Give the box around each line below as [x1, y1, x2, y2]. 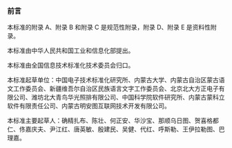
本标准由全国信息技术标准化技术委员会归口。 [7, 61, 135, 70]
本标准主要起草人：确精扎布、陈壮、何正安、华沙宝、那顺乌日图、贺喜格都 [7, 116, 219, 125]
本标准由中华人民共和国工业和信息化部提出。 [7, 46, 135, 55]
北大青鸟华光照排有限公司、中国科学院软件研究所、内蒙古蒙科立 [43, 93, 225, 102]
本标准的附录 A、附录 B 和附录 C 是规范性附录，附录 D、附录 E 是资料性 [7, 23, 211, 32]
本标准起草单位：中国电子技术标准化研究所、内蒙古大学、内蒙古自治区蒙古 [7, 76, 219, 84]
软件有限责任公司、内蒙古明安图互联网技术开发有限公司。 [7, 102, 171, 110]
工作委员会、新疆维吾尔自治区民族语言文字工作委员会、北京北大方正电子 [12, 84, 219, 93]
